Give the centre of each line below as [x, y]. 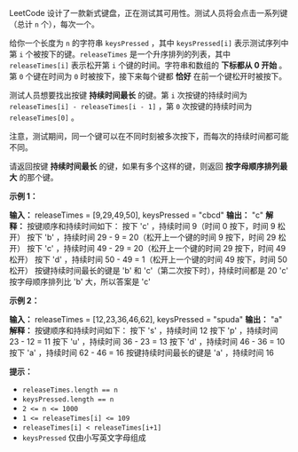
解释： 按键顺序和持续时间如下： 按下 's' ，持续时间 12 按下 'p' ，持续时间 [144, 330]
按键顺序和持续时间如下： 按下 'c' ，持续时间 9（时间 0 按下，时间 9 [151, 226]
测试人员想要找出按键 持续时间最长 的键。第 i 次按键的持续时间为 [128, 95]
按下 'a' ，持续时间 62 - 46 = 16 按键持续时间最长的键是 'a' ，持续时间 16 [142, 353]
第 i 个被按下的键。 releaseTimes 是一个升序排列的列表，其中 [120, 54]
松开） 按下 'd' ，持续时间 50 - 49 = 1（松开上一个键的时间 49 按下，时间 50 [149, 259]
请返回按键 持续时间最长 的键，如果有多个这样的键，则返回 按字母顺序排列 [145, 166]
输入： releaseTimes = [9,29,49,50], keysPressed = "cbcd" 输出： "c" [137, 215]
